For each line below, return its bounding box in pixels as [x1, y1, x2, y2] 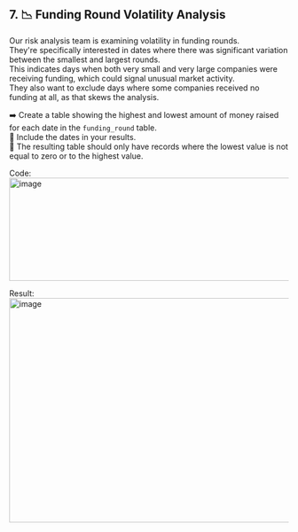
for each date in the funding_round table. [9, 122, 157, 133]
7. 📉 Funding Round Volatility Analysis [9, 7, 226, 22]
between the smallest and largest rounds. [9, 54, 161, 65]
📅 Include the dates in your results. [9, 131, 137, 142]
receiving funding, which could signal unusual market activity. [9, 73, 235, 83]
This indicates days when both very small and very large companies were [9, 63, 278, 74]
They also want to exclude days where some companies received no [9, 82, 260, 93]
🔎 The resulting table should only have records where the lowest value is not [9, 141, 288, 152]
